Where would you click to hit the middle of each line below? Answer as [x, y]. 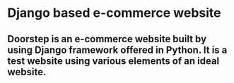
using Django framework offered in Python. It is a [117, 50]
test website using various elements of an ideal [113, 61]
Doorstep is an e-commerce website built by [107, 39]
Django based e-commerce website [114, 13]
